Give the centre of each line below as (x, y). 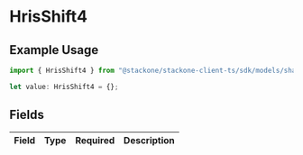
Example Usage (54, 50)
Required (95, 140)
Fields (27, 115)
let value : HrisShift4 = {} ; (64, 87)
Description (149, 140)
